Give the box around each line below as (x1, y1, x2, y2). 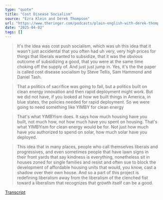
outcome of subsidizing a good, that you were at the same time (16, 59, 144, 64)
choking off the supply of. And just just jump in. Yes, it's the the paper (16, 64, 156, 70)
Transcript (5, 189, 26, 195)
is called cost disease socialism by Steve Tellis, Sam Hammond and (16, 69, 152, 74)
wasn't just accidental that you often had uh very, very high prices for (16, 48, 156, 54)
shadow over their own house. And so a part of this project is (16, 170, 139, 175)
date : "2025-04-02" (5, 25, 45, 30)
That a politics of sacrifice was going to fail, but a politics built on (16, 84, 147, 89)
